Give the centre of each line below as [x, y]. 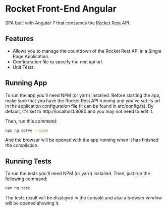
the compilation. [22, 145]
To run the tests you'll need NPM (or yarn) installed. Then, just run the [78, 174]
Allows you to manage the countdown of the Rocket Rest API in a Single [87, 51]
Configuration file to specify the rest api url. [58, 62]
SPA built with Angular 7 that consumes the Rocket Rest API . [68, 23]
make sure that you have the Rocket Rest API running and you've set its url [83, 100]
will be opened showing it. [32, 203]
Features [19, 39]
